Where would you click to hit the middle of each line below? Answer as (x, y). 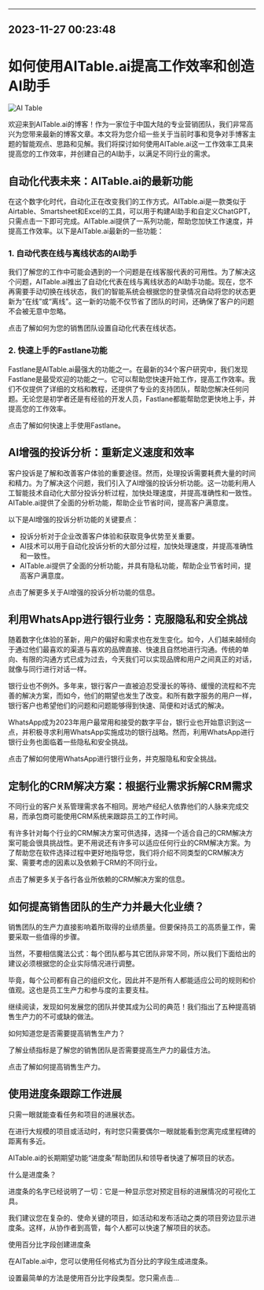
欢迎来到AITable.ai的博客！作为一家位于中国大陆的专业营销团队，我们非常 (127, 124)
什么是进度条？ (32, 1174)
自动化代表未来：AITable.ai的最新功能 (101, 181)
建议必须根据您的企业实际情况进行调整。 (73, 963)
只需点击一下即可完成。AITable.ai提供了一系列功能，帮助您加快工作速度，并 (131, 221)
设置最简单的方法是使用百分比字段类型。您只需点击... (94, 1277)
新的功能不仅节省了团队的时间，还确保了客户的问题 (172, 302)
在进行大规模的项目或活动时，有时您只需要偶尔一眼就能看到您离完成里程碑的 (132, 1131)
